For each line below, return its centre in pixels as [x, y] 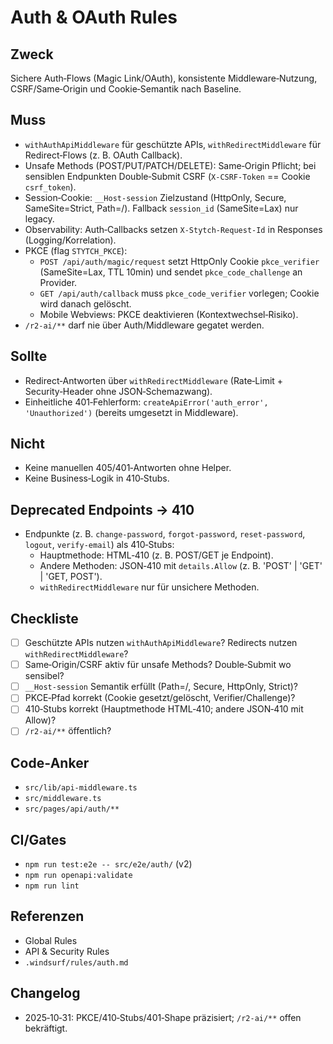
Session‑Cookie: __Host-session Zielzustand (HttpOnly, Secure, [155, 197]
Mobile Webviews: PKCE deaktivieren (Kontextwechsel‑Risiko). [169, 314]
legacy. [39, 218]
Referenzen [47, 916]
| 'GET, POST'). [71, 577]
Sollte [29, 356]
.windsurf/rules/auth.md [76, 962]
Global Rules [51, 940]
